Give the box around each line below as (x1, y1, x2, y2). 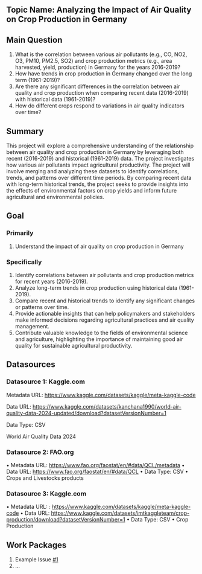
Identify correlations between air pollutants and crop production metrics (14, 272, 194, 278)
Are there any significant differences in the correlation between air (14, 83, 180, 90)
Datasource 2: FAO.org (6, 448, 74, 456)
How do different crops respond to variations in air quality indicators (14, 102, 185, 109)
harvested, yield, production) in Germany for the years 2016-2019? (14, 63, 181, 71)
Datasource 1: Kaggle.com (6, 377, 86, 386)
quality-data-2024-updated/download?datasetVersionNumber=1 (6, 409, 167, 416)
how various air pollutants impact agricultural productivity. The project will (6, 161, 191, 168)
